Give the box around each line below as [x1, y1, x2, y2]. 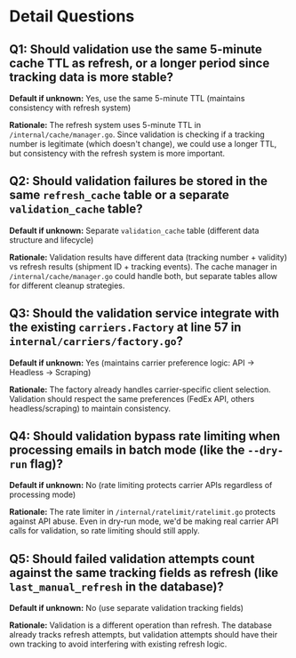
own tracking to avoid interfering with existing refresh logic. [9, 638, 228, 650]
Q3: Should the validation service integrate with [9, 306, 280, 321]
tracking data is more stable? [9, 69, 174, 84]
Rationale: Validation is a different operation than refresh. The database [9, 620, 273, 630]
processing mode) [9, 489, 76, 500]
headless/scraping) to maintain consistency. [9, 403, 172, 413]
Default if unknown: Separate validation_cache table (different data [9, 225, 260, 236]
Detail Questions [9, 6, 135, 27]
